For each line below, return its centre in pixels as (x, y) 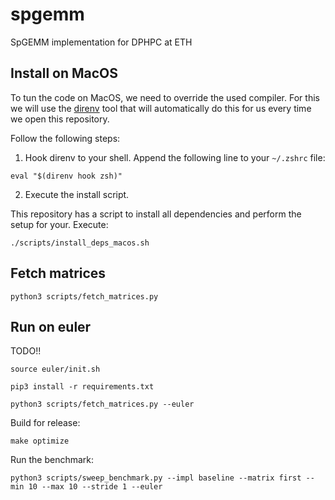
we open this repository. (60, 119)
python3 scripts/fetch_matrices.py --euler (102, 404)
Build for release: (45, 423)
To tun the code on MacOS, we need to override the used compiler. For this (165, 97)
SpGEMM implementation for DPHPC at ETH (101, 42)
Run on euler (51, 326)
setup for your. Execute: (59, 224)
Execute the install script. (77, 194)
